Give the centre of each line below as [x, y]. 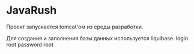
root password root [30, 45]
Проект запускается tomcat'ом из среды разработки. [75, 27]
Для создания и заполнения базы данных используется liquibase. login [97, 38]
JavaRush [32, 10]
